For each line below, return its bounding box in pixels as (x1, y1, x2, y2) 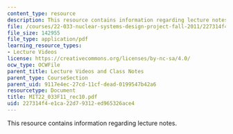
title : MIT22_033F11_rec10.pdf (7, 94, 98, 101)
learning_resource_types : (7, 42, 82, 49)
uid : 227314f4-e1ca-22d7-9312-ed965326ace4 (7, 100, 135, 107)
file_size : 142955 (7, 29, 60, 37)
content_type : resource (7, 10, 76, 17)
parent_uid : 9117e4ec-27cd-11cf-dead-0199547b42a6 (7, 81, 157, 88)
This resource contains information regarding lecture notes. (7, 119, 178, 127)
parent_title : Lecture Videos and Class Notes (7, 68, 144, 75)
